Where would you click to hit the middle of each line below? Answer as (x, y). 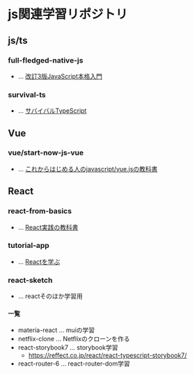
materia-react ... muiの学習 (56, 330)
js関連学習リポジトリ (68, 14)
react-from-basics (40, 211)
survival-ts (27, 95)
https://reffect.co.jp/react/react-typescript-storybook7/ (107, 355)
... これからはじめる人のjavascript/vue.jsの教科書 (88, 169)
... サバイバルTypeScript (52, 111)
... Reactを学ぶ (39, 261)
